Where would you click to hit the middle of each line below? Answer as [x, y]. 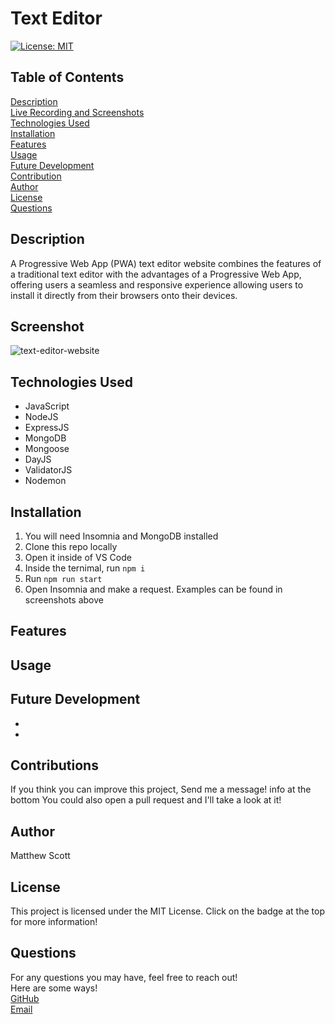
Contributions [54, 765]
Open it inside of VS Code [78, 557]
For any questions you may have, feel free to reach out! [124, 977]
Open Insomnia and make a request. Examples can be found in [153, 589]
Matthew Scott [40, 856]
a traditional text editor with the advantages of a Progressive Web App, [156, 274]
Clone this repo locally [71, 546]
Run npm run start [63, 578]
